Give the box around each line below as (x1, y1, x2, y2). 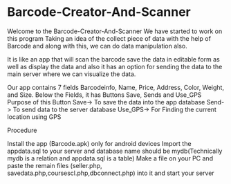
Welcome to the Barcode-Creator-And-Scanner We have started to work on (7, 27, 223, 35)
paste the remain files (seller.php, (7, 161, 102, 169)
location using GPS (7, 112, 62, 121)
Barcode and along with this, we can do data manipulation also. (7, 42, 188, 50)
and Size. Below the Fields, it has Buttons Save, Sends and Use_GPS (7, 91, 202, 99)
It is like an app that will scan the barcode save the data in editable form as (7, 55, 220, 63)
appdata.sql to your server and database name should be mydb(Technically (7, 147, 223, 155)
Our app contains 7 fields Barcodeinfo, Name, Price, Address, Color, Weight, (7, 83, 225, 91)
